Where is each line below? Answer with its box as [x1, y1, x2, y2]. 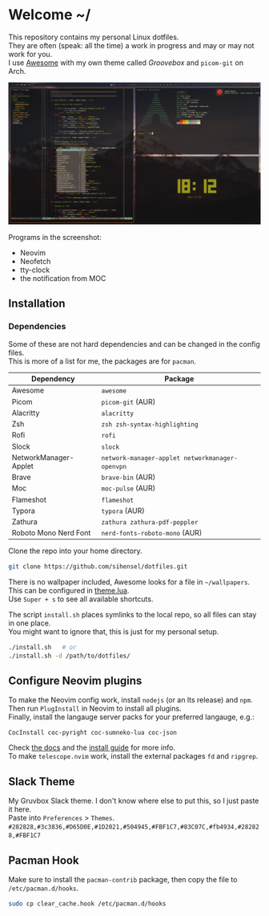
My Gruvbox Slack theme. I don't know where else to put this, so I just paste [8, 796, 259, 806]
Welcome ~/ [8, 6, 91, 24]
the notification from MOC [19, 273, 106, 283]
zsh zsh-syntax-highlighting [101, 421, 199, 429]
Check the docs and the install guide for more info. [8, 743, 176, 752]
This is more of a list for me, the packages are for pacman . [8, 356, 196, 366]
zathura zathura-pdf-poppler [101, 519, 199, 527]
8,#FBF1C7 [8, 832, 42, 840]
